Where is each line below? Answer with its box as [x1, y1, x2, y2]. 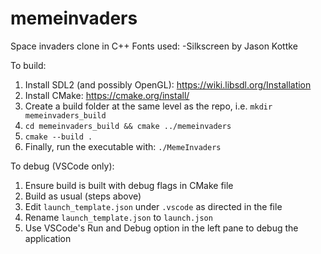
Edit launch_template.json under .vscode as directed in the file [24, 200, 283, 212]
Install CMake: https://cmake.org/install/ [24, 89, 190, 101]
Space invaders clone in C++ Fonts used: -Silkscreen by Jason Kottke [10, 40, 298, 52]
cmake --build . [24, 132, 93, 142]
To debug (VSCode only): [10, 160, 115, 172]
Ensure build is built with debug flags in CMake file [24, 179, 234, 191]
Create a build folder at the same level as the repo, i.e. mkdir [24, 100, 273, 112]
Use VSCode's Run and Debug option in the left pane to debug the [24, 222, 299, 234]
